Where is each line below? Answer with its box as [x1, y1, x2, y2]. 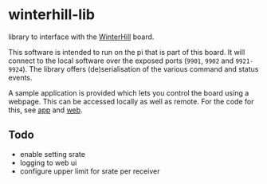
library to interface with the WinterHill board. [8, 32, 155, 41]
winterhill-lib [8, 6, 96, 24]
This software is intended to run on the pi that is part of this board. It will [8, 47, 245, 57]
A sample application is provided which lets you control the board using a [8, 88, 249, 97]
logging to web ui [19, 158, 77, 167]
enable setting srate [19, 149, 86, 159]
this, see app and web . [8, 105, 83, 115]
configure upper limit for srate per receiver [19, 166, 160, 176]
